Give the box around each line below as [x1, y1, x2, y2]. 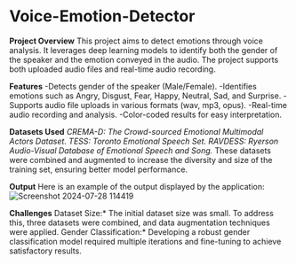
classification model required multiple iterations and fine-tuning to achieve [9, 236, 282, 246]
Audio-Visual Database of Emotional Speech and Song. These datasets [9, 144, 272, 156]
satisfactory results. [9, 246, 82, 256]
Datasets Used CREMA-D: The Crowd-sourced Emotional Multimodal [9, 126, 264, 136]
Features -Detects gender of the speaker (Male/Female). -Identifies [9, 81, 258, 91]
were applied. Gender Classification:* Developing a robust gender [9, 226, 251, 237]
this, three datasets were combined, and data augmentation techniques [9, 217, 271, 228]
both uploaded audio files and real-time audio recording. [9, 64, 216, 74]
